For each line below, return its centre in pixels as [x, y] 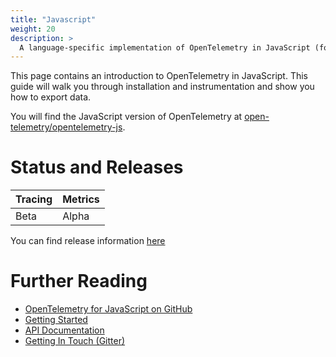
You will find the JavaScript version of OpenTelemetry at [126, 117]
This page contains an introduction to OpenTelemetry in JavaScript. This [159, 76]
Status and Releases [97, 167]
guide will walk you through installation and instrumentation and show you [162, 87]
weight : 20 [33, 29]
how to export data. [51, 97]
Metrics [81, 199]
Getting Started [56, 320]
